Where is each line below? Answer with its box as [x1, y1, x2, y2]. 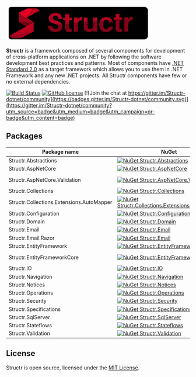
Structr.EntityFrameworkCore [8, 254, 79, 261]
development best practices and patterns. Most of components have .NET [6, 60, 184, 66]
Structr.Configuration [8, 210, 60, 217]
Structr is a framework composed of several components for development [6, 47, 185, 54]
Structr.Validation [8, 330, 51, 337]
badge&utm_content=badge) [6, 115, 75, 121]
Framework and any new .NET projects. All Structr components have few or [6, 72, 187, 79]
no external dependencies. [6, 78, 71, 85]
